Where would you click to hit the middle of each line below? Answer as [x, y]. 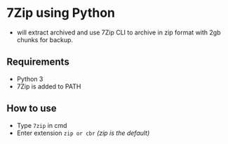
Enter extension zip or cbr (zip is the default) [83, 133]
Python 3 [30, 79]
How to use [32, 109]
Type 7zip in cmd [42, 125]
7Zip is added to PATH [49, 86]
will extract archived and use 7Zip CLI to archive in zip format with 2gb [119, 32]
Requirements [38, 62]
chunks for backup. [45, 39]
